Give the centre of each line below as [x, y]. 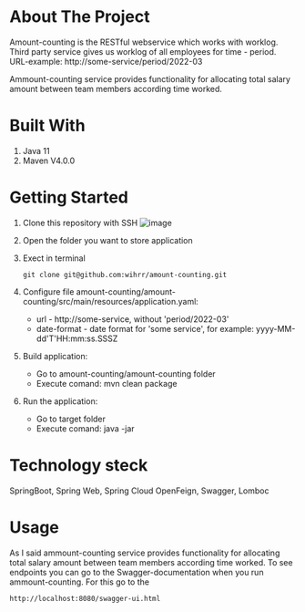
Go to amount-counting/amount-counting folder [126, 373]
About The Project [80, 17]
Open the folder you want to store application [107, 240]
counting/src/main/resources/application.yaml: [110, 301]
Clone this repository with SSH [80, 223]
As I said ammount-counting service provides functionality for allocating [145, 553]
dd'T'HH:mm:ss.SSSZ [77, 338]
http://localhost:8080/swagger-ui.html [85, 598]
